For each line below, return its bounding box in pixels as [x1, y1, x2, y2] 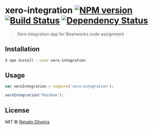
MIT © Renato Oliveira [5, 119, 50, 125]
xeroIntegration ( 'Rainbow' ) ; [5, 93, 64, 98]
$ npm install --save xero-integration [5, 58, 86, 63]
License [5, 106, 30, 115]
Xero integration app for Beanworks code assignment [17, 31, 124, 37]
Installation [5, 45, 40, 53]
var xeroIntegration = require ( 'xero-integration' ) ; [5, 84, 114, 89]
